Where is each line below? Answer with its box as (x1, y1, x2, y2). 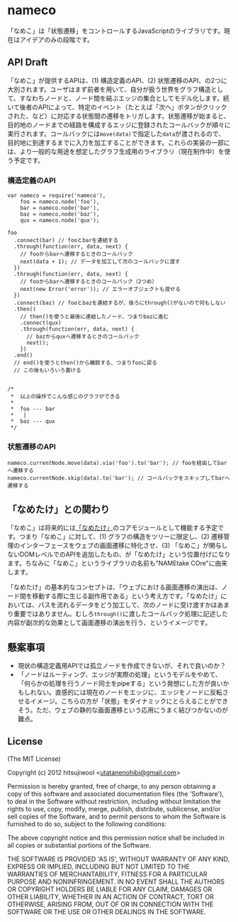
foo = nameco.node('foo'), (20, 198, 100, 206)
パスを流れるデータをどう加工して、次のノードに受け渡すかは (38, 600, 217, 609)
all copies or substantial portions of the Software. (7, 840, 151, 850)
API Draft (7, 56, 48, 69)
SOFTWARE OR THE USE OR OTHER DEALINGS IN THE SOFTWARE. (7, 907, 206, 916)
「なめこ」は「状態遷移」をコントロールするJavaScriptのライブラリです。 (7, 26, 225, 35)
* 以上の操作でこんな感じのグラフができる (10, 393, 120, 400)
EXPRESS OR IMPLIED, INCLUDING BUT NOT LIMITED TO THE (7, 862, 190, 871)
